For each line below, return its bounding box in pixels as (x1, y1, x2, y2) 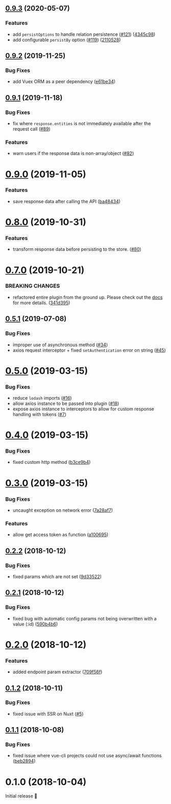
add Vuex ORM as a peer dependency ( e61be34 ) (12, 79, 116, 85)
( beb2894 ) (12, 758, 36, 764)
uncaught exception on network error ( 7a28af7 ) (12, 507, 113, 513)
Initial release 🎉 (5, 793, 38, 799)
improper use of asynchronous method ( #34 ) (12, 341, 108, 348)
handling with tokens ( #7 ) (12, 411, 66, 417)
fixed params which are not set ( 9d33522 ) (12, 573, 102, 579)
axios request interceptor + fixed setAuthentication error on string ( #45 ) (12, 347, 166, 353)
